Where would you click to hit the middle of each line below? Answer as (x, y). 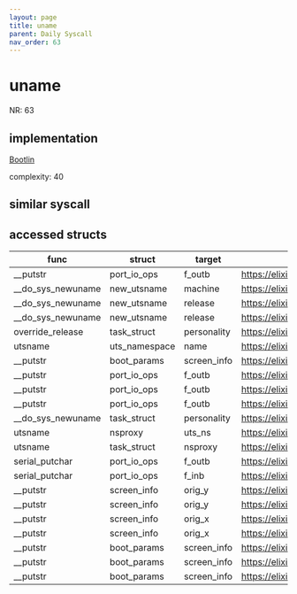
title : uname (33, 26)
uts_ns (198, 433)
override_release (49, 332)
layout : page (33, 17)
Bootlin (22, 159)
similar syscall (50, 204)
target (208, 259)
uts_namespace (142, 346)
